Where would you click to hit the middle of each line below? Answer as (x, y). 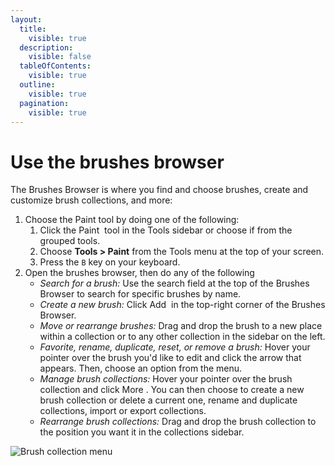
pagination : (44, 103)
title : (33, 29)
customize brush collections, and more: (91, 200)
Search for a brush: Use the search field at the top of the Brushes (174, 283)
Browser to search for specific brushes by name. (140, 294)
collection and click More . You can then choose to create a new (172, 390)
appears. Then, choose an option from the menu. (141, 368)
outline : (37, 85)
